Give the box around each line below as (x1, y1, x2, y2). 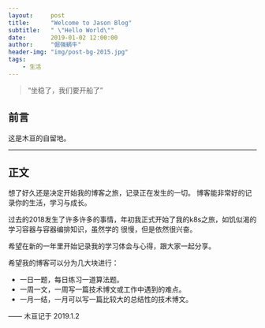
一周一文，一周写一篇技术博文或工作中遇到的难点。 (19, 285, 186, 294)
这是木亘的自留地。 (8, 133, 71, 143)
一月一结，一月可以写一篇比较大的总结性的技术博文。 (19, 295, 193, 304)
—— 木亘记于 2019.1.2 (8, 311, 80, 321)
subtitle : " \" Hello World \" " (8, 26, 114, 34)
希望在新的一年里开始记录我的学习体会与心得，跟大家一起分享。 (8, 241, 215, 251)
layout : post (8, 11, 65, 20)
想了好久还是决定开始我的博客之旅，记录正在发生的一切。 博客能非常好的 (8, 188, 245, 198)
